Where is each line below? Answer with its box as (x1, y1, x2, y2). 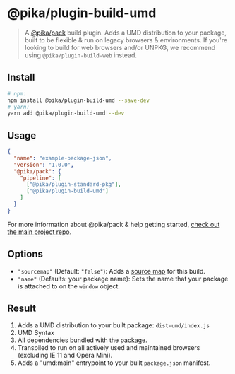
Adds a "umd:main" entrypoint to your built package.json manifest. (17, 358, 211, 367)
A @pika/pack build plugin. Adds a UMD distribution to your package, (24, 28, 227, 37)
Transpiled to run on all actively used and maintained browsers (17, 344, 200, 352)
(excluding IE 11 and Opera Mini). (17, 351, 113, 360)
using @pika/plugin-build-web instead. (24, 51, 138, 59)
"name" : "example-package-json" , (13, 154, 112, 162)
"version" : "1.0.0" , (13, 161, 74, 168)
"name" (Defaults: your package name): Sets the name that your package (17, 274, 229, 283)
